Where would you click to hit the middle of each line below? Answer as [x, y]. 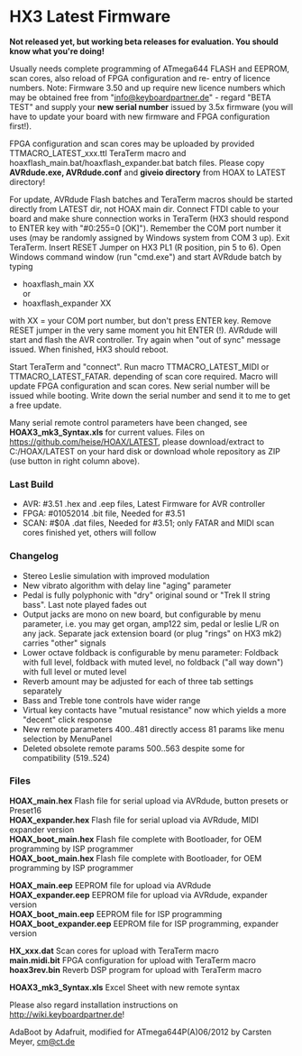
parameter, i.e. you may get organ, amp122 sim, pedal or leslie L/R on [151, 623]
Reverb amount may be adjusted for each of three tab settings [138, 681]
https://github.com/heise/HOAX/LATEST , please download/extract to [137, 441]
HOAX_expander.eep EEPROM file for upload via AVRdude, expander [138, 895]
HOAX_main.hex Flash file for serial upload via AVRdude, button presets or [149, 801]
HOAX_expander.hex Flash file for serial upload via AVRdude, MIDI [134, 820]
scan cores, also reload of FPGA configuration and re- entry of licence [140, 78]
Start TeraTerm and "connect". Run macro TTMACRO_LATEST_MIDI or [139, 366]
